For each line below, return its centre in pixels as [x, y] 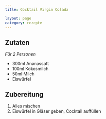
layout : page [18, 18]
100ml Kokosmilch [30, 69]
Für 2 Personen [20, 54]
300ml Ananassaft [30, 64]
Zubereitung [24, 94]
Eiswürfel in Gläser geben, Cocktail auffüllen [56, 111]
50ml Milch [23, 74]
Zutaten [18, 42]
